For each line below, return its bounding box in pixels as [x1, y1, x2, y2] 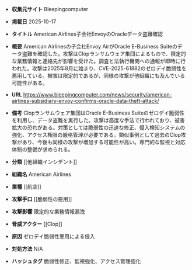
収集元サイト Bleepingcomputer [11, 6, 89, 12]
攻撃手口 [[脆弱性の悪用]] [11, 196, 72, 202]
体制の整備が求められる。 [11, 146, 74, 153]
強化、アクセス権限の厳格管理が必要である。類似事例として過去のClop [11, 131, 181, 138]
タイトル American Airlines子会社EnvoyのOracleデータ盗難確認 [11, 30, 163, 37]
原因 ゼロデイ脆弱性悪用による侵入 [11, 233, 95, 240]
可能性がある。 [11, 79, 48, 86]
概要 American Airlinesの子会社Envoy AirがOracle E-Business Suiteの [11, 43, 178, 50]
